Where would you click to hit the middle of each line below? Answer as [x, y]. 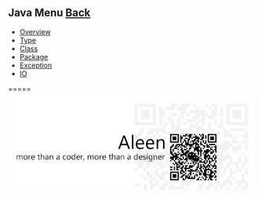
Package [34, 57]
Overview [35, 31]
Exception [36, 65]
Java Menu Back [49, 13]
